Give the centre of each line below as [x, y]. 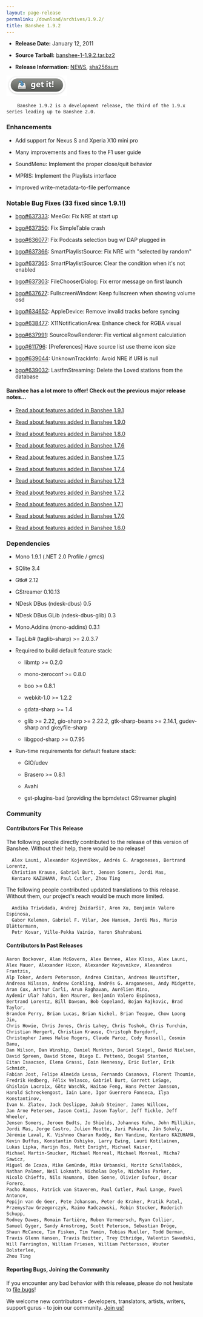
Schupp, [16, 1214]
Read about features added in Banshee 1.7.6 [70, 446]
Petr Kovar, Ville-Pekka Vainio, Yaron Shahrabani [77, 932]
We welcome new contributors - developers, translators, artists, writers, [96, 1301]
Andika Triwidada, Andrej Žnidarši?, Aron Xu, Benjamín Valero [93, 908]
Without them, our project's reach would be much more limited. [85, 896]
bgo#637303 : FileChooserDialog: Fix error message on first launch [99, 281]
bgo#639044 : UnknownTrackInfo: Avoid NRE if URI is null [87, 358]
